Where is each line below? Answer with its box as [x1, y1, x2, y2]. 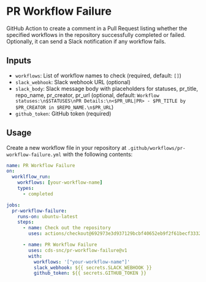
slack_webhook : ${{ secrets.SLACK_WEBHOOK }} [33, 264, 152, 271]
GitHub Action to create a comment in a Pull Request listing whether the [6, 25, 188, 32]
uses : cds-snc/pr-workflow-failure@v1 [28, 247, 128, 253]
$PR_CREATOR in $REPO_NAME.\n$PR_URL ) [15, 103, 114, 111]
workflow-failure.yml [6, 152, 62, 158]
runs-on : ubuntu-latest [17, 213, 78, 219]
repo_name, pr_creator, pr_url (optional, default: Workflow [15, 91, 159, 99]
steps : [17, 219, 34, 225]
